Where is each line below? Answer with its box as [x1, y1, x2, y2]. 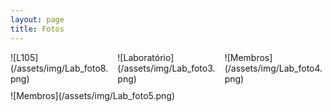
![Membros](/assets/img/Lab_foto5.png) [10, 89, 176, 101]
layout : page [10, 14, 65, 25]
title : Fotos [10, 24, 65, 34]
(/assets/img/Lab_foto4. [224, 62, 323, 74]
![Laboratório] [117, 51, 175, 63]
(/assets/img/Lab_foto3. [117, 62, 216, 74]
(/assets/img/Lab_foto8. [10, 62, 109, 74]
